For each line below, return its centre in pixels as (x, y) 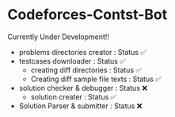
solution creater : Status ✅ (74, 96)
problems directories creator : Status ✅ (83, 52)
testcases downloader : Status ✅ (72, 60)
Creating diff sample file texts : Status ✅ (96, 79)
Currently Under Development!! (59, 37)
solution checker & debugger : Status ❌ (83, 88)
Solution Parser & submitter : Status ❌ (80, 106)
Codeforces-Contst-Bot (87, 15)
